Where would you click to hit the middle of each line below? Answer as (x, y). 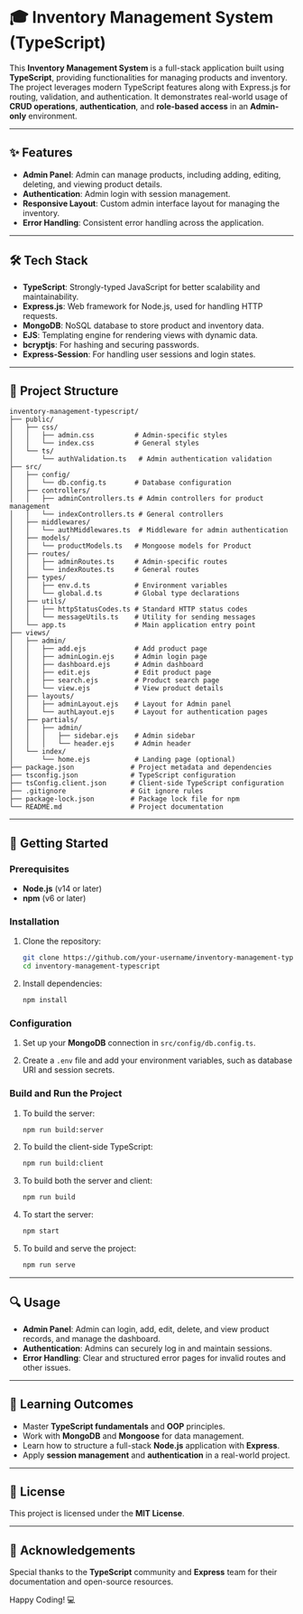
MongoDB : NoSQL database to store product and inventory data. (143, 325)
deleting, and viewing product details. (92, 184)
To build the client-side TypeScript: (87, 1147)
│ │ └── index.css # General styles (105, 444)
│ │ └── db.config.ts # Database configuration (120, 483)
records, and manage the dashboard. (91, 1338)
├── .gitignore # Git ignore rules (106, 792)
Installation (35, 921)
